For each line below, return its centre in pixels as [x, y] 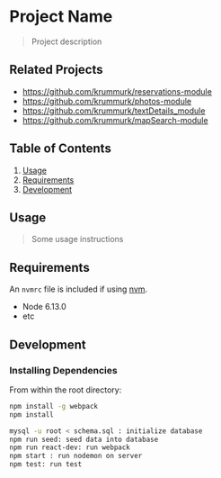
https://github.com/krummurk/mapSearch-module [115, 120]
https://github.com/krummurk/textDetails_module [114, 111]
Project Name [61, 17]
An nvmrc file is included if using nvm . [79, 289]
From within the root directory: [66, 390]
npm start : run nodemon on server [76, 456]
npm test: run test [46, 464]
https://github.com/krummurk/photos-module [106, 101]
